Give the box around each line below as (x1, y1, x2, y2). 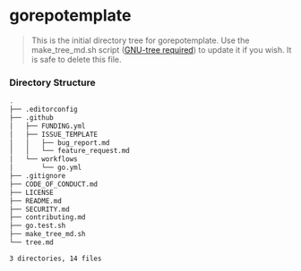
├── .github (9, 113, 54, 122)
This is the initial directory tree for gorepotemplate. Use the (30, 35, 250, 46)
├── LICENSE (9, 188, 54, 197)
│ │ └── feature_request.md (9, 147, 130, 156)
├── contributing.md (9, 213, 87, 222)
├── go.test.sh (9, 221, 66, 231)
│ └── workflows (9, 155, 78, 164)
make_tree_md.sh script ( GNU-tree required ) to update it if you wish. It (30, 44, 292, 55)
